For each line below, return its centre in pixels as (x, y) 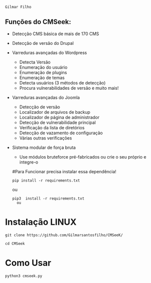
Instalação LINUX (41, 222)
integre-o (29, 162)
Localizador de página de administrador (59, 117)
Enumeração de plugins (43, 72)
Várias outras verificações (46, 138)
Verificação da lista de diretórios (52, 127)
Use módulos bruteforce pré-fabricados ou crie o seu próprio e (83, 157)
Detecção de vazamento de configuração (61, 133)
